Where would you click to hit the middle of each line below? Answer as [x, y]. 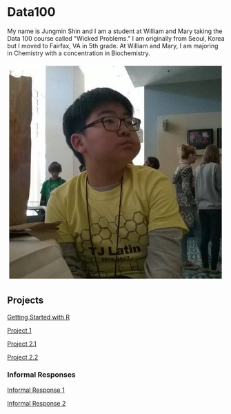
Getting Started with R [39, 317]
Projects [26, 300]
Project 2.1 [22, 344]
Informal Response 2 [37, 403]
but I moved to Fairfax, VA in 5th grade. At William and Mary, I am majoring [113, 46]
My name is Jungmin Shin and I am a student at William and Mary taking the [115, 31]
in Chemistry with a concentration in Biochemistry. [79, 53]
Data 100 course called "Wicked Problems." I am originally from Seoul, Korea [116, 38]
